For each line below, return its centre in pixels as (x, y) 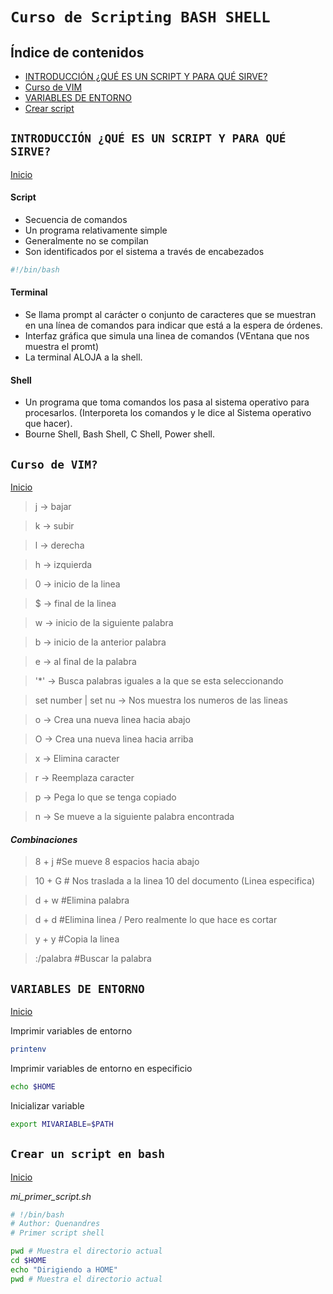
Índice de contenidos (77, 52)
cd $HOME (28, 1261)
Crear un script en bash (88, 1154)
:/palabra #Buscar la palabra (93, 959)
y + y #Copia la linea (77, 939)
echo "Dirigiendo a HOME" (64, 1269)
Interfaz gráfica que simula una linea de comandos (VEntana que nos (167, 336)
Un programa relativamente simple (96, 230)
